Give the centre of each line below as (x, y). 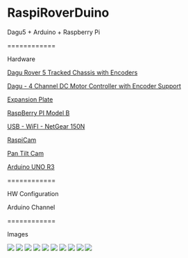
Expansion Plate (30, 99)
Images (18, 234)
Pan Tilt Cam (25, 153)
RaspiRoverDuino (58, 13)
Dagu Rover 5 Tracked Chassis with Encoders (72, 72)
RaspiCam (22, 140)
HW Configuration (33, 193)
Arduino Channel (31, 207)
